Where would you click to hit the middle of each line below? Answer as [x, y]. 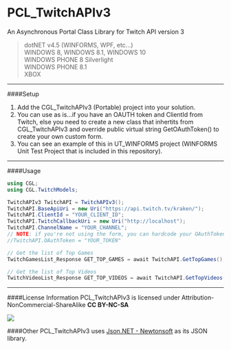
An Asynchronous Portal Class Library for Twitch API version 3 [96, 32]
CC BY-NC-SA [108, 305]
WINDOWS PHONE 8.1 [55, 67]
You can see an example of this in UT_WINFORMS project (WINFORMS [117, 144]
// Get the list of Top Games [51, 253]
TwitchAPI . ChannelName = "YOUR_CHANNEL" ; [67, 228]
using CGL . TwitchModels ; [43, 190]
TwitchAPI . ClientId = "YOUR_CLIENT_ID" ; [66, 215]
